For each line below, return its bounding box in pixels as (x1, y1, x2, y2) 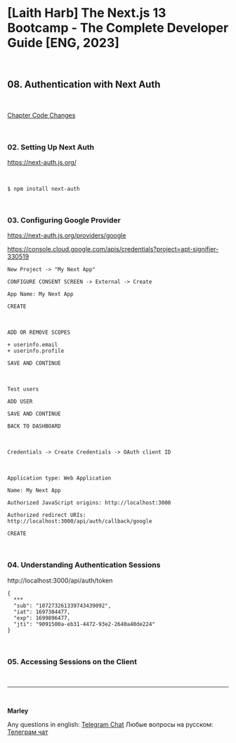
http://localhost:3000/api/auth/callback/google (7, 518, 152, 525)
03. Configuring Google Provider (7, 215, 121, 225)
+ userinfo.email (7, 342, 58, 349)
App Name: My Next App (7, 291, 74, 298)
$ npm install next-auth (7, 185, 80, 193)
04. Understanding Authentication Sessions (7, 560, 161, 570)
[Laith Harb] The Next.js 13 (7, 5, 166, 21)
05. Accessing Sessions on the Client (7, 656, 137, 666)
